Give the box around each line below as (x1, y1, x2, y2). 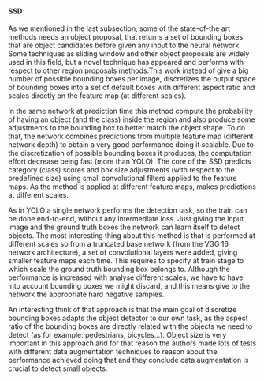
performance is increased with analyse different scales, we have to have (8, 273, 244, 282)
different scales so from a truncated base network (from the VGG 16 (8, 240, 229, 249)
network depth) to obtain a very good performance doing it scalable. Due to (8, 140, 255, 149)
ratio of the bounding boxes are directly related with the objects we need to (8, 322, 253, 331)
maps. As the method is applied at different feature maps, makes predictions (8, 182, 256, 191)
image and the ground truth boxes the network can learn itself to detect (8, 222, 240, 232)
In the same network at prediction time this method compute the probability (8, 107, 254, 116)
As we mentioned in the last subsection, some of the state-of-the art (8, 24, 231, 33)
